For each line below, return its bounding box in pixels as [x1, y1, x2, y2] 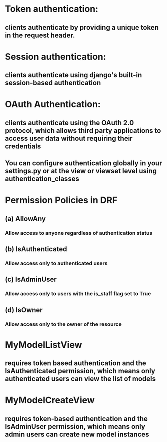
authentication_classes [5, 175, 80, 183]
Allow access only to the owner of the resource [5, 321, 122, 328]
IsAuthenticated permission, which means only [5, 367, 156, 375]
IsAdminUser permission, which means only [5, 422, 146, 431]
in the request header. [5, 31, 75, 39]
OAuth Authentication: [5, 99, 101, 110]
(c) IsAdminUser [5, 275, 57, 284]
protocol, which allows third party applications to [5, 126, 161, 135]
